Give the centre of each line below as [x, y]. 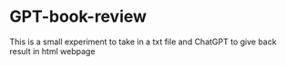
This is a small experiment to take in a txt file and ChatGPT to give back [143, 42]
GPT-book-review [78, 17]
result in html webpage [52, 51]
